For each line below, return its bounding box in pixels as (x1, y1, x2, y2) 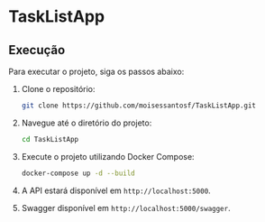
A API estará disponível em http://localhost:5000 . (21, 185, 211, 196)
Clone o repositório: (21, 84, 96, 94)
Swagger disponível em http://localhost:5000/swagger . (21, 202, 231, 213)
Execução (8, 42, 66, 58)
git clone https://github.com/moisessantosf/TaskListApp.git (21, 101, 257, 110)
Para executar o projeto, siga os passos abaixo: (8, 66, 185, 77)
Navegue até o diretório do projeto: (21, 117, 152, 128)
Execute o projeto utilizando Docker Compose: (21, 151, 195, 162)
